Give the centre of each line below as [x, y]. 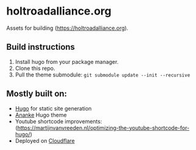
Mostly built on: [37, 94]
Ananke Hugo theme [41, 115]
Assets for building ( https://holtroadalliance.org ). [68, 28]
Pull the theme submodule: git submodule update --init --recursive [103, 75]
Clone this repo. [35, 68]
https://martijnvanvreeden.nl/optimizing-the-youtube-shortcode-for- [103, 128]
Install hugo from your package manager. [67, 61]
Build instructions [40, 47]
